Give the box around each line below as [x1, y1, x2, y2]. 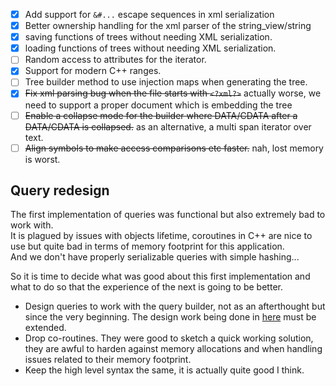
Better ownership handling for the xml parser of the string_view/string [24, 20, 312, 32]
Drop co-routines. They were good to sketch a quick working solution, [24, 332, 314, 344]
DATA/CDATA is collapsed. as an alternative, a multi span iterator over [24, 120, 312, 133]
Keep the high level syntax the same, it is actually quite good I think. [24, 364, 305, 376]
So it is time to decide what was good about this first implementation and [10, 270, 311, 283]
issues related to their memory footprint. [24, 354, 192, 366]
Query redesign [10, 182, 110, 199]
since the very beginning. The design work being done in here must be [24, 311, 317, 323]
